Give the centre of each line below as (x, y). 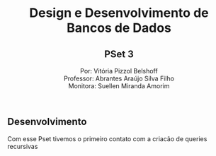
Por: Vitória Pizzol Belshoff (119, 71)
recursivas (23, 146)
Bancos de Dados (119, 28)
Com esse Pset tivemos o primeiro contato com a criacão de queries (107, 138)
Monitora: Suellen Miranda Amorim (119, 86)
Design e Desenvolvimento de (119, 13)
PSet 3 (119, 54)
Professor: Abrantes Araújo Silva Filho (119, 78)
